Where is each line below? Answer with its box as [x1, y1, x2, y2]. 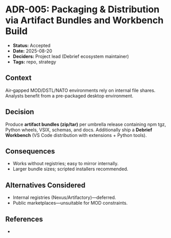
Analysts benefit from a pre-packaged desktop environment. [5, 92, 134, 98]
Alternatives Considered [5, 181, 86, 189]
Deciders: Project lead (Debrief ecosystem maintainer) [12, 53, 129, 60]
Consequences [5, 147, 55, 155]
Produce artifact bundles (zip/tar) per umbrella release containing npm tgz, [5, 121, 166, 127]
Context [5, 73, 32, 83]
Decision [5, 108, 34, 116]
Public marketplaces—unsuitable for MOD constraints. [12, 200, 128, 206]
